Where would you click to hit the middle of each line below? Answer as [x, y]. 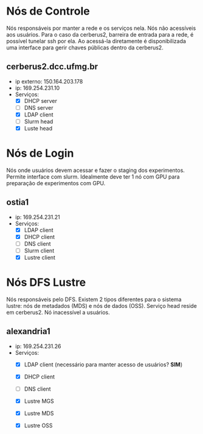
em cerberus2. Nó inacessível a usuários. [58, 313]
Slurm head [39, 121]
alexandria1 [28, 331]
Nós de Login [40, 153]
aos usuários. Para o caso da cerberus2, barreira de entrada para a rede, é [100, 34]
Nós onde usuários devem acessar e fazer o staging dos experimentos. [96, 170]
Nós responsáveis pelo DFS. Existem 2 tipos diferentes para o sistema [94, 299]
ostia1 [18, 202]
